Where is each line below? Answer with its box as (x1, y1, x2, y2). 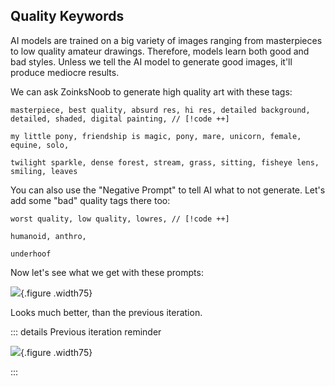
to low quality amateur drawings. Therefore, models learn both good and (10, 45, 310, 57)
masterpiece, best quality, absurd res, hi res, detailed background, (10, 105, 311, 115)
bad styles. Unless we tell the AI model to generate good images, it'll (10, 55, 293, 68)
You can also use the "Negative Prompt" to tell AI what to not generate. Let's (10, 184, 326, 196)
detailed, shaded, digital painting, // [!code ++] (10, 114, 230, 124)
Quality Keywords (10, 8, 125, 25)
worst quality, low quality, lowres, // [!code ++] (10, 214, 230, 224)
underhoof (10, 249, 52, 259)
